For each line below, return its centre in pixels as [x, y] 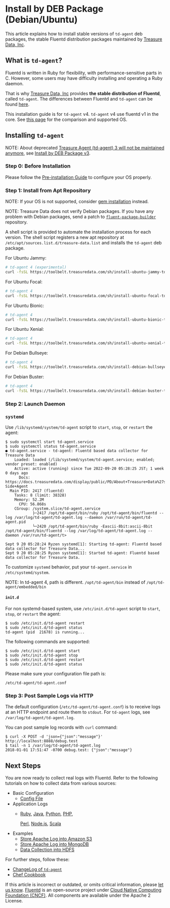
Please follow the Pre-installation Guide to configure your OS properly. [78, 177]
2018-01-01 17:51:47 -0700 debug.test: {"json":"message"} [69, 750]
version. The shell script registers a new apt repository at [65, 237]
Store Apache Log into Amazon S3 [56, 839]
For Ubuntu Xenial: [25, 329]
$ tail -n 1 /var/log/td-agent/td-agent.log [53, 746]
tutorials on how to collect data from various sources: [61, 784]
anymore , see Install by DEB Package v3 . [48, 153]
